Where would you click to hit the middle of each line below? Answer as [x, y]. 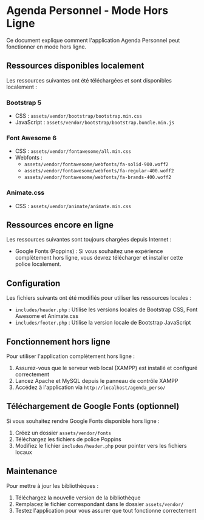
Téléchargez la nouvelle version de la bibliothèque [78, 498]
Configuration [33, 283]
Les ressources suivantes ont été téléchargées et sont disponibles [89, 80]
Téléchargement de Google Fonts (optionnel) [93, 406]
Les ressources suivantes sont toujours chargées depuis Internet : [89, 240]
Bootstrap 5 [24, 103]
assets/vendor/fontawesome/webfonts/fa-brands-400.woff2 [98, 177]
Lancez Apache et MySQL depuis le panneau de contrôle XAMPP [97, 381]
